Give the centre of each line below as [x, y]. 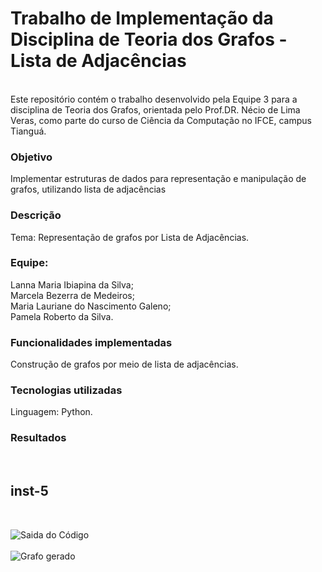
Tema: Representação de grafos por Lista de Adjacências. [130, 237]
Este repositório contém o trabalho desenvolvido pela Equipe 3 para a [154, 99]
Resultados [38, 438]
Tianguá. [28, 131]
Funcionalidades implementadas [91, 342]
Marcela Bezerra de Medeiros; [72, 295]
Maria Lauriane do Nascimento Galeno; [91, 306]
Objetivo [31, 157]
